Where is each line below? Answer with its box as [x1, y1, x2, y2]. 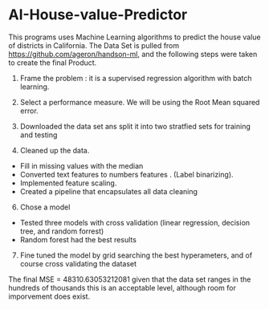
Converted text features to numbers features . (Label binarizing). [19, 169, 234, 179]
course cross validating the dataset [19, 258, 137, 268]
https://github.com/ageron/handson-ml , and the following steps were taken [8, 49, 258, 59]
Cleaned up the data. [19, 145, 90, 155]
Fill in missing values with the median [19, 161, 144, 170]
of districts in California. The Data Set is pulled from [8, 40, 180, 50]
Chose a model [19, 202, 71, 212]
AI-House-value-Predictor [8, 6, 188, 24]
